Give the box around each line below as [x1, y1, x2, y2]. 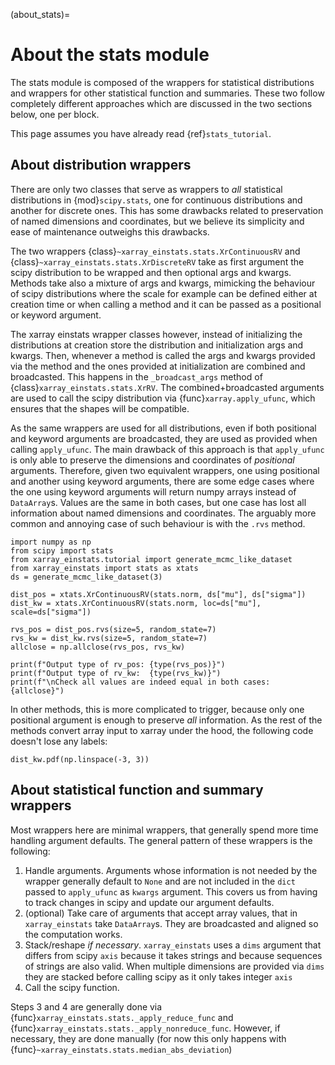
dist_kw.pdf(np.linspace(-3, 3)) [10, 754, 150, 764]
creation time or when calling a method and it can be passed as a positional [10, 298, 322, 310]
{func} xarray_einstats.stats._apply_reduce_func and [10, 1011, 234, 1023]
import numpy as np [10, 537, 92, 547]
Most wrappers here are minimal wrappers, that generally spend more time [10, 824, 319, 836]
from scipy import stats [10, 545, 114, 556]
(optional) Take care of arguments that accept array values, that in [24, 907, 298, 919]
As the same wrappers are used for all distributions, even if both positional [10, 422, 317, 434]
